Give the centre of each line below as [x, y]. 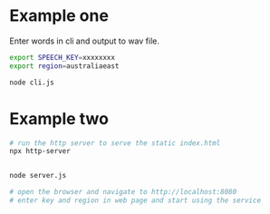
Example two [59, 118]
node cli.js [32, 83]
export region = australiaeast [64, 66]
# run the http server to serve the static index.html [115, 143]
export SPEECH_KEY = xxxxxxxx [63, 57]
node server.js [38, 176]
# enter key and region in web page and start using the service [135, 200]
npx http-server [40, 151]
